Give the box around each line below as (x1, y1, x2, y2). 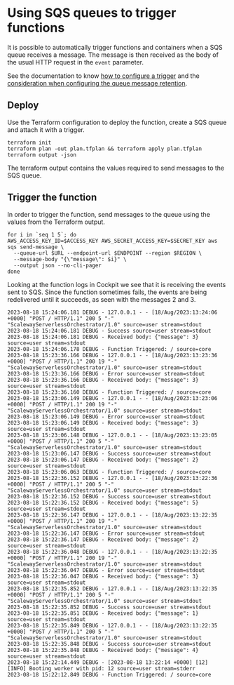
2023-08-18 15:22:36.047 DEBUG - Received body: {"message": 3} (7, 573, 199, 580)
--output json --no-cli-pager (13, 262, 102, 269)
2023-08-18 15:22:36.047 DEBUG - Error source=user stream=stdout (7, 566, 205, 573)
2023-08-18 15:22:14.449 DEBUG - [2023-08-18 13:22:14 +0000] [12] (7, 658, 209, 666)
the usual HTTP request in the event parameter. (7, 58, 144, 66)
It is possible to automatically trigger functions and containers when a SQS (7, 43, 223, 51)
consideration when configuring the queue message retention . (7, 79, 188, 87)
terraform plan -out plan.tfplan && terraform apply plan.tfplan (7, 145, 202, 152)
